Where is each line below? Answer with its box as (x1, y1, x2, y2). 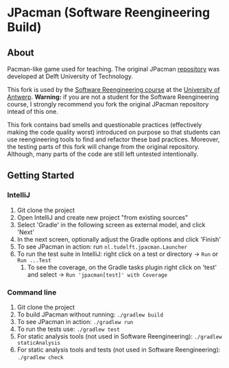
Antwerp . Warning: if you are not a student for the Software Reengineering (7, 93, 219, 101)
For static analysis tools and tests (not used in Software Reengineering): (16, 345, 221, 354)
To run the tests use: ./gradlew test (16, 325, 120, 333)
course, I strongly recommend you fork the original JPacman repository (7, 100, 209, 108)
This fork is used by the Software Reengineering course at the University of (7, 86, 221, 93)
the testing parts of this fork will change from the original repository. (7, 143, 200, 150)
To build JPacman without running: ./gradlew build (16, 310, 163, 319)
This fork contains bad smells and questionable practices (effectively (7, 121, 202, 128)
